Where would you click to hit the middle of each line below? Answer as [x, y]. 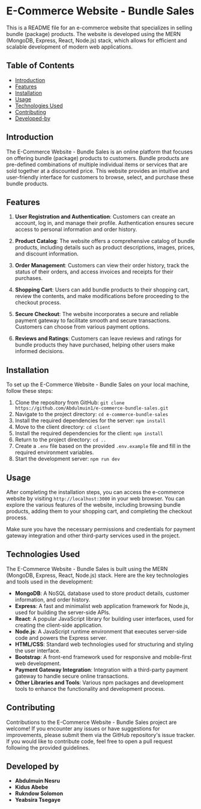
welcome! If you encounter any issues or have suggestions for [83, 728]
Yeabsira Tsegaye [38, 800]
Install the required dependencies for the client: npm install [89, 434]
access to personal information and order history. [76, 230]
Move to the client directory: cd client [63, 427]
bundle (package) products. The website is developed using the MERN [94, 34]
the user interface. [38, 650]
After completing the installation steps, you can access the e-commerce [95, 492]
